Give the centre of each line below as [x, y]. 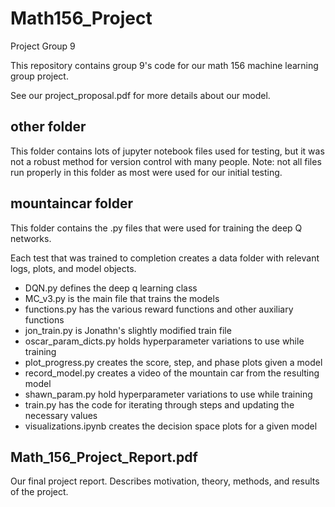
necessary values [61, 415]
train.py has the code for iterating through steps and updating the [159, 404]
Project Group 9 [43, 46]
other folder [48, 127]
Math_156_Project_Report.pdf [104, 457]
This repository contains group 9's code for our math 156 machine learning [164, 65]
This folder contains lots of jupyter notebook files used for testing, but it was [167, 151]
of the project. [39, 492]
